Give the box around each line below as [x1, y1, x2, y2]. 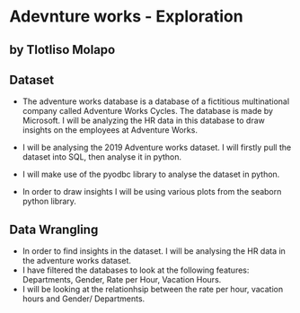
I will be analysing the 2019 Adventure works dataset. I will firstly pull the [22, 142, 292, 153]
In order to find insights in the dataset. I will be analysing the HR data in [22, 246, 286, 256]
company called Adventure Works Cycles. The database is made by [22, 106, 274, 117]
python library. [22, 196, 76, 207]
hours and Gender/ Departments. [22, 293, 146, 304]
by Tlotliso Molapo [9, 42, 116, 57]
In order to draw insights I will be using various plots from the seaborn [22, 187, 282, 197]
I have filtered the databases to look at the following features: [22, 265, 250, 275]
